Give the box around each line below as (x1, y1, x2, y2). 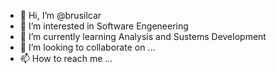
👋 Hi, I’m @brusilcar (19, 10, 102, 21)
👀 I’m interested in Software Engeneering (19, 20, 189, 32)
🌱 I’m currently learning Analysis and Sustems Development (19, 31, 267, 42)
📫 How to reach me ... (19, 53, 113, 64)
